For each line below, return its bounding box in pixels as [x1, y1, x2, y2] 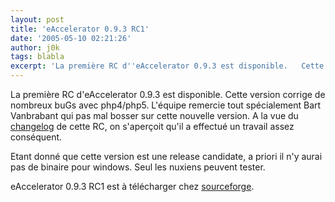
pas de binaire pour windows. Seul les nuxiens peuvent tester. [10, 161, 266, 173]
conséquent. [10, 131, 63, 143]
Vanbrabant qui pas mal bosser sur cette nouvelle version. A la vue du [10, 110, 299, 121]
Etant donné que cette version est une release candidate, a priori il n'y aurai [10, 151, 323, 162]
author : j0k [10, 42, 60, 53]
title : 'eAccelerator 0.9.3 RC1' [10, 24, 150, 34]
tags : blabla [10, 52, 65, 62]
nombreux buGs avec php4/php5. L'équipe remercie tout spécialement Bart [10, 99, 322, 111]
